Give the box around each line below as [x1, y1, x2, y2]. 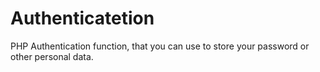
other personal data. [10, 50, 94, 62]
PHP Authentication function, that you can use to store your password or [10, 40, 310, 52]
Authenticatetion [10, 7, 155, 30]
